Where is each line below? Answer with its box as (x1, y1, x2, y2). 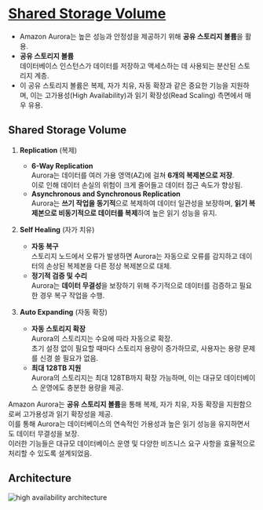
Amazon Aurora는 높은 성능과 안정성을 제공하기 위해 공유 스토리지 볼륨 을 (19, 31, 243, 41)
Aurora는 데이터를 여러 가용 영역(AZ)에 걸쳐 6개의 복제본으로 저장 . (31, 170, 235, 180)
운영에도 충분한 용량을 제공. (39, 382, 124, 392)
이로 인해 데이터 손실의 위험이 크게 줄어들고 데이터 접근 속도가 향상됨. (31, 180, 243, 189)
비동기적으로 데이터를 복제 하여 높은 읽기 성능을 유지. (58, 208, 217, 217)
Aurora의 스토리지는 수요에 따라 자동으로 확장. (31, 333, 173, 343)
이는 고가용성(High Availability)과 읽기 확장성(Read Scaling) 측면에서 (30, 90, 243, 100)
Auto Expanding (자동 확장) (19, 307, 108, 316)
